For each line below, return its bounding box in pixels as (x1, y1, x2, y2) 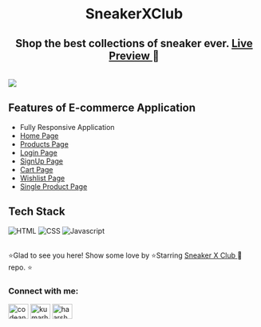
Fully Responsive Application (19, 122, 115, 132)
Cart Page (19, 164, 53, 174)
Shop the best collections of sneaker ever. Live (15, 37, 253, 50)
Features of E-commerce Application (8, 101, 196, 115)
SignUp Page (19, 156, 64, 166)
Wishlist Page (19, 173, 65, 183)
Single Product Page (19, 181, 88, 191)
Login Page (19, 148, 57, 157)
